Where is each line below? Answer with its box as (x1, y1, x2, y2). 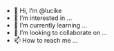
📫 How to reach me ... (13, 37, 78, 44)
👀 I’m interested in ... (13, 14, 73, 22)
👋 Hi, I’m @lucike (13, 7, 62, 14)
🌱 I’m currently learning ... (13, 21, 88, 29)
